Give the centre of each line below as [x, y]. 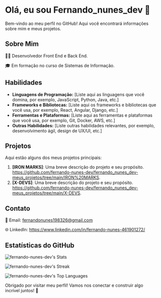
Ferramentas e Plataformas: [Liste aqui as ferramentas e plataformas [82, 115]
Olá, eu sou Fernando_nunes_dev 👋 [78, 10]
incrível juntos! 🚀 [22, 290]
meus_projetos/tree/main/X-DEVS [46, 193]
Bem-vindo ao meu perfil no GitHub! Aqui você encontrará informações [77, 23]
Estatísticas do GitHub [40, 245]
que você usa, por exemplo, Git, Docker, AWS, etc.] [64, 120]
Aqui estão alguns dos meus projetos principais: [53, 158]
